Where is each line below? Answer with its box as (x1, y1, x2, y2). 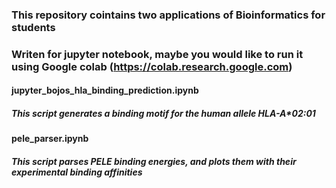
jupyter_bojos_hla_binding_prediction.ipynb (11, 84, 199, 97)
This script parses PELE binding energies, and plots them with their (11, 156, 297, 167)
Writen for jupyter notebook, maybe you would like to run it (11, 47, 304, 61)
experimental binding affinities (11, 166, 143, 178)
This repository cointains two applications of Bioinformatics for (11, 8, 326, 22)
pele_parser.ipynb (11, 133, 89, 145)
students (11, 20, 56, 34)
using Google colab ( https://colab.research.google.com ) (11, 59, 293, 73)
